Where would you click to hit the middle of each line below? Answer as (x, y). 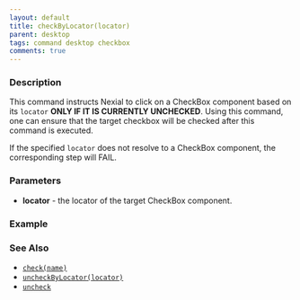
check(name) (44, 268)
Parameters (35, 181)
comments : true (38, 51)
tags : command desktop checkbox (70, 43)
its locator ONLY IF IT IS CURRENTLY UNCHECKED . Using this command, (146, 111)
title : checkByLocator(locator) (70, 26)
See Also (29, 248)
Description (35, 83)
